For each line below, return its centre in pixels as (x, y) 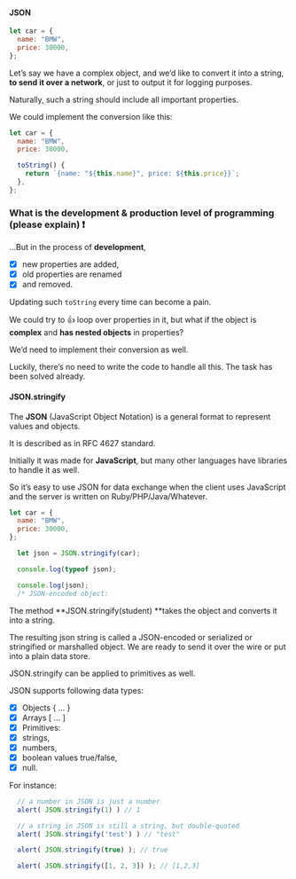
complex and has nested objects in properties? (97, 333)
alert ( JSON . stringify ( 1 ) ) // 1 (79, 810)
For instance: (33, 785)
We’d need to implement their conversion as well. (99, 349)
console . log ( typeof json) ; (67, 569)
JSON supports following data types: (77, 690)
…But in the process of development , (78, 247)
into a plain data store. (50, 655)
